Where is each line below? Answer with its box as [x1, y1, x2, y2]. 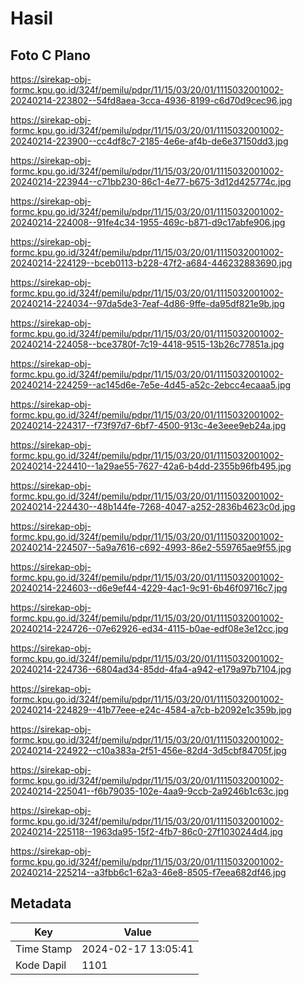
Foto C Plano [10, 47, 91, 64]
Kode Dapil [15, 958, 67, 972]
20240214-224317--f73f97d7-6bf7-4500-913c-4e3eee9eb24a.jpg [10, 420, 287, 431]
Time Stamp [15, 942, 73, 956]
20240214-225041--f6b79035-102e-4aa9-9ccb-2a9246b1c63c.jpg [10, 785, 290, 797]
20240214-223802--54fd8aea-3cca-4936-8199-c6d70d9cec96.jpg [10, 95, 293, 106]
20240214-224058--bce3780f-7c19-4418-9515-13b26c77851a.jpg [10, 338, 285, 350]
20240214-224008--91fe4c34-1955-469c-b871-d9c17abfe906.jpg [10, 217, 286, 228]
